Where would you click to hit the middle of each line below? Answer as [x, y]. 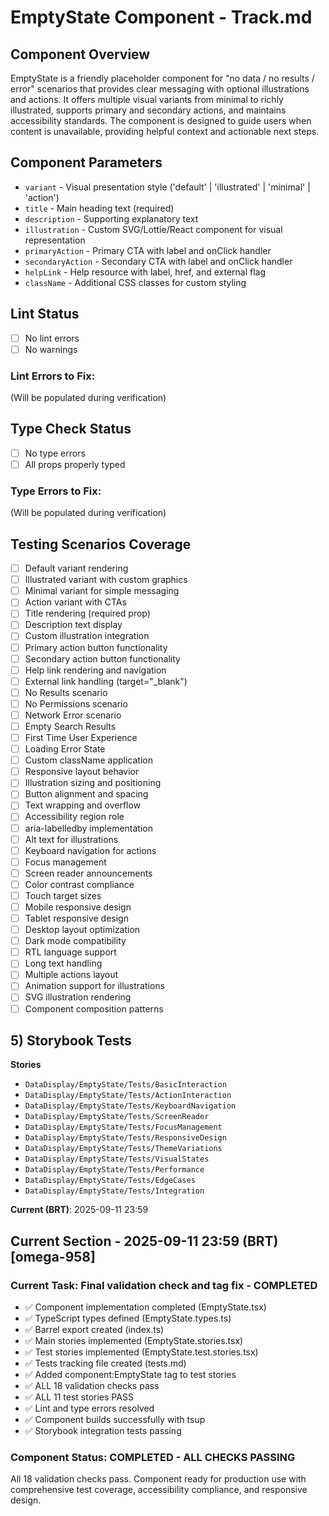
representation [55, 240]
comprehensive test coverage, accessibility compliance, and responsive [159, 1490]
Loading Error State [65, 749]
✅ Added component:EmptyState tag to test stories [130, 1375]
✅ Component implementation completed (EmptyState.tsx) [145, 1307]
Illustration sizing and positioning [93, 783]
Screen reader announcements [88, 873]
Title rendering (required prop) [87, 613]
